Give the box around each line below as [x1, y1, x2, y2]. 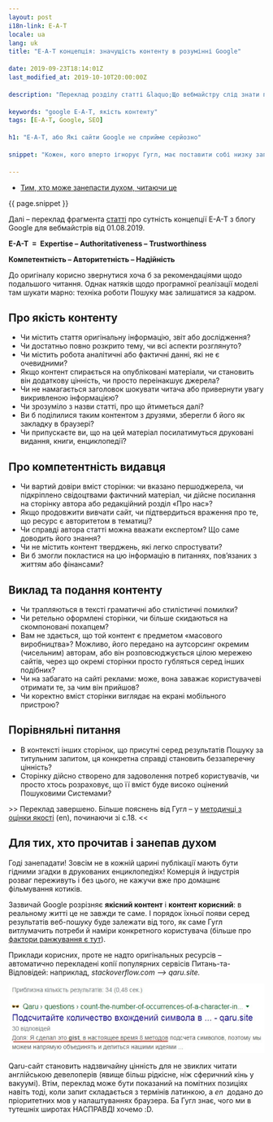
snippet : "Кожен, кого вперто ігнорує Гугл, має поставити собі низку [8, 151, 253, 159]
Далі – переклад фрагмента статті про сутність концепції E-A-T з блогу [8, 214, 256, 224]
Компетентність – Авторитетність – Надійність [8, 254, 175, 264]
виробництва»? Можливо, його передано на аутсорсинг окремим [19, 639, 249, 649]
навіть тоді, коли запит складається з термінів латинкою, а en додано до [8, 1087, 264, 1097]
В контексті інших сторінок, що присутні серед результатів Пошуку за [19, 745, 264, 755]
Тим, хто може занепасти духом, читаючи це [19, 182, 177, 192]
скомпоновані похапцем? [19, 621, 110, 631]
